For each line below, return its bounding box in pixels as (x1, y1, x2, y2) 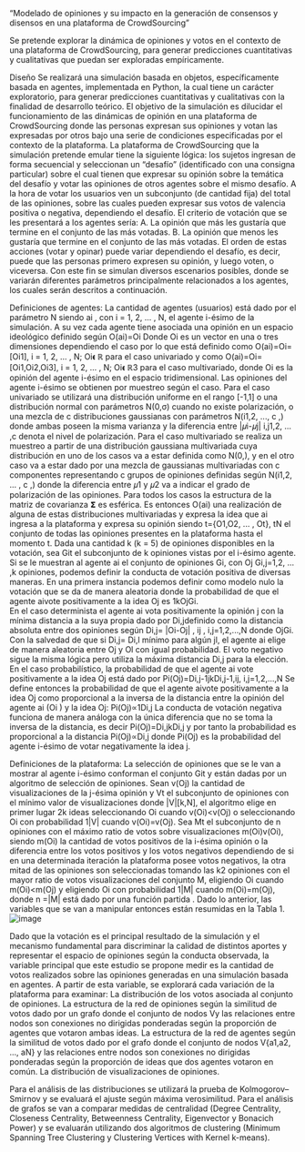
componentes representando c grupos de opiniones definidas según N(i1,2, (9, 470, 293, 480)
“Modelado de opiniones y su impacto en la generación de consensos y (9, 8, 279, 18)
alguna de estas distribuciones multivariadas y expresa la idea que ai (9, 509, 269, 520)
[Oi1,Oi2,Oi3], (9, 362, 59, 372)
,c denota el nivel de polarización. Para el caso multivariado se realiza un (9, 431, 283, 441)
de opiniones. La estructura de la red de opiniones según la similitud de (9, 998, 278, 1009)
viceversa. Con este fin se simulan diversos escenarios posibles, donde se (9, 266, 290, 276)
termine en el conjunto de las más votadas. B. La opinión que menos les (9, 227, 280, 237)
